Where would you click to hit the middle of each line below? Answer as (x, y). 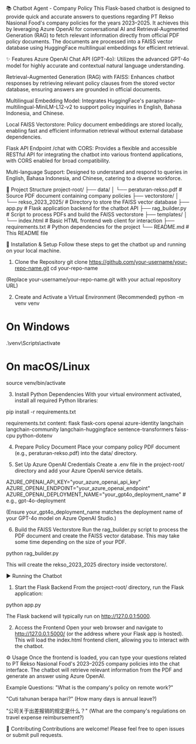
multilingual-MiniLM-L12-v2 (39, 107)
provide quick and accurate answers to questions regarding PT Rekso (90, 17)
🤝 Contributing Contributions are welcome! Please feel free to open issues (95, 728)
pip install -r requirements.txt (41, 412)
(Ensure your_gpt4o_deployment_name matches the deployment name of (94, 512)
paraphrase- (160, 101)
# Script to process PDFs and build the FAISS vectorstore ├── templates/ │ (97, 214)
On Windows (38, 327)
